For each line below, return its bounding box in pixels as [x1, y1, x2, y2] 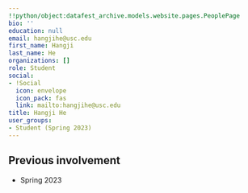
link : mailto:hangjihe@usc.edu [15, 101, 121, 109]
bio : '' [8, 19, 35, 27]
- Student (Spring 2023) [8, 124, 92, 132]
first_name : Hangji [8, 42, 74, 50]
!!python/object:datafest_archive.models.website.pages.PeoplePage [8, 11, 241, 20]
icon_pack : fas [15, 94, 67, 102]
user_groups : [8, 117, 53, 125]
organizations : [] [8, 57, 70, 65]
